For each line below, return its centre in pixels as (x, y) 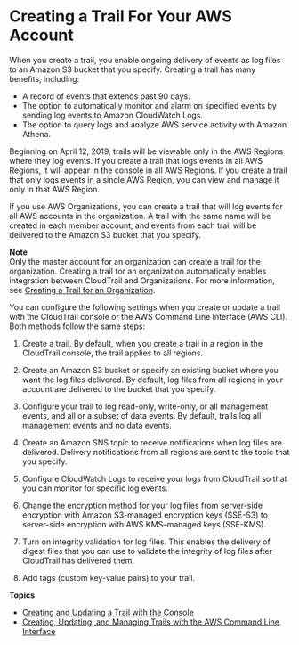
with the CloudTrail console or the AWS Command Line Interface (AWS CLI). (148, 316)
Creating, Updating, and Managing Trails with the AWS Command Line (151, 622)
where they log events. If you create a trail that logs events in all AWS (136, 160)
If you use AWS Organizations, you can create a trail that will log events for (146, 206)
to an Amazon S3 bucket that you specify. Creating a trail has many (133, 69)
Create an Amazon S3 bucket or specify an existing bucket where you (150, 370)
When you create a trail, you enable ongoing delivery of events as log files (145, 60)
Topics (22, 595)
